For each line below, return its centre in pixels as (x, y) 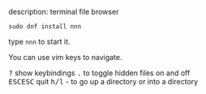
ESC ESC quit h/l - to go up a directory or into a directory (103, 81)
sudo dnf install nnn (45, 27)
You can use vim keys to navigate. (65, 57)
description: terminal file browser (64, 12)
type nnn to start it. (39, 41)
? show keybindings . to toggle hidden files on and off (99, 73)
